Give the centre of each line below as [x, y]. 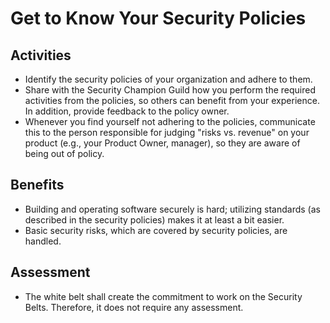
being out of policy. [64, 153]
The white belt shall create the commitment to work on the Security [163, 296]
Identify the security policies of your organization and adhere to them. [168, 79]
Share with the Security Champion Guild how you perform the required [170, 90]
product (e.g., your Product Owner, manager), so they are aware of [162, 143]
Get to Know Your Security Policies [158, 18]
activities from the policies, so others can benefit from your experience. [172, 100]
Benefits [37, 185]
